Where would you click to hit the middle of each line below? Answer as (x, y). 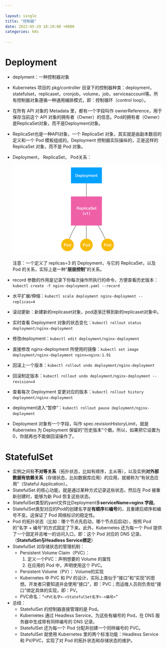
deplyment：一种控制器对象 (41, 77)
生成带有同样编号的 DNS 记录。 (65, 622)
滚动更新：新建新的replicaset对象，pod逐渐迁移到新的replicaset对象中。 (87, 312)
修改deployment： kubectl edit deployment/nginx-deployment (76, 339)
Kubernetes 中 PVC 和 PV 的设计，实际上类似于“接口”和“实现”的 (85, 578)
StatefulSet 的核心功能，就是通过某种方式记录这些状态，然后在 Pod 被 (84, 490)
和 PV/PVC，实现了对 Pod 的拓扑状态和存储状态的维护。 (78, 640)
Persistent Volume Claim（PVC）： (55, 553)
